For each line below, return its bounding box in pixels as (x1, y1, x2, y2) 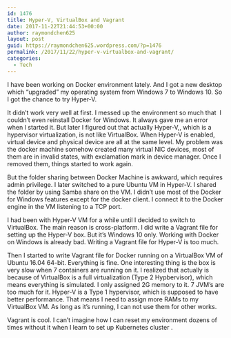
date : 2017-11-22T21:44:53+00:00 (7, 23, 103, 30)
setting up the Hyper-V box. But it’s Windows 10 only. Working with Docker (7, 230, 219, 239)
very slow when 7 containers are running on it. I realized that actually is (7, 266, 209, 274)
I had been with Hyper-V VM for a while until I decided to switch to (7, 215, 196, 224)
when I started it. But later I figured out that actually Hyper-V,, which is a (7, 123, 212, 131)
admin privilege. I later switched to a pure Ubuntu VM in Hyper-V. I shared (7, 180, 217, 188)
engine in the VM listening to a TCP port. (7, 202, 123, 210)
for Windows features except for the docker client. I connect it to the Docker (7, 195, 224, 203)
